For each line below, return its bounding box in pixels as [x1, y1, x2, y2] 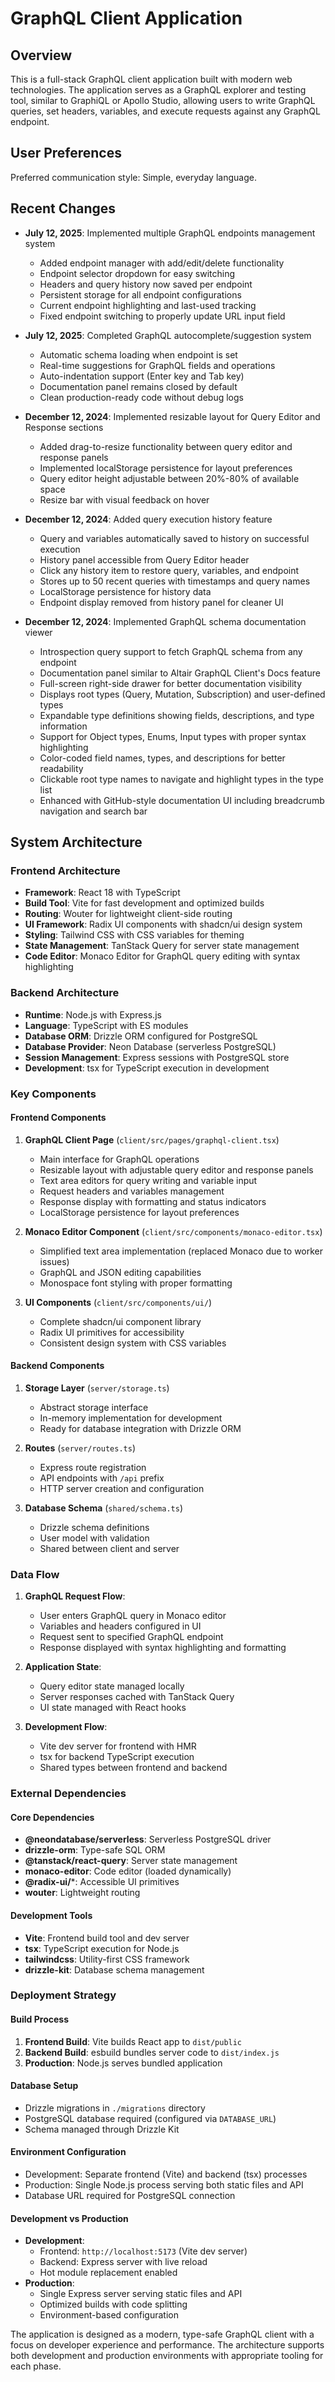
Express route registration [39, 1461, 147, 1473]
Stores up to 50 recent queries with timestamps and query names [39, 575, 311, 587]
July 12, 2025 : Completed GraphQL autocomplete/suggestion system [24, 329, 312, 341]
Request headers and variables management [39, 1185, 225, 1197]
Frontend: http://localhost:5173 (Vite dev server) [39, 2245, 248, 2257]
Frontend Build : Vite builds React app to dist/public [24, 2035, 243, 2047]
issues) [39, 1255, 70, 1267]
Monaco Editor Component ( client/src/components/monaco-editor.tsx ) [24, 1225, 323, 1237]
